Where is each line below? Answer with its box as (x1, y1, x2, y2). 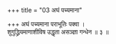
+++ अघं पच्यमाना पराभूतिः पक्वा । (7, 20, 85, 28)
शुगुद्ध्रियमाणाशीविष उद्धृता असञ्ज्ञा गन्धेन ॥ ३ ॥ (7, 28, 109, 36)
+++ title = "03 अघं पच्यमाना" (7, 6, 82, 14)
